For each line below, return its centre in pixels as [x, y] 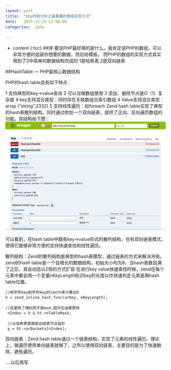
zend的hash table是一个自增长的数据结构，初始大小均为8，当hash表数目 [81, 263]
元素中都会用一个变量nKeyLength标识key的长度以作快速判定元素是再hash [82, 276]
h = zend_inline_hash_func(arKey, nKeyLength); [57, 298]
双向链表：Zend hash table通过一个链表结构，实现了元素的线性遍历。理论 [82, 339]
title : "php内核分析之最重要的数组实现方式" [49, 16]
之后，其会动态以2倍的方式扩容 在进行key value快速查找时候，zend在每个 [87, 269]
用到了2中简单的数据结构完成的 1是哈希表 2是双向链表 [69, 61]
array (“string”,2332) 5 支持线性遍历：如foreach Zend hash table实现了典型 [84, 106]
